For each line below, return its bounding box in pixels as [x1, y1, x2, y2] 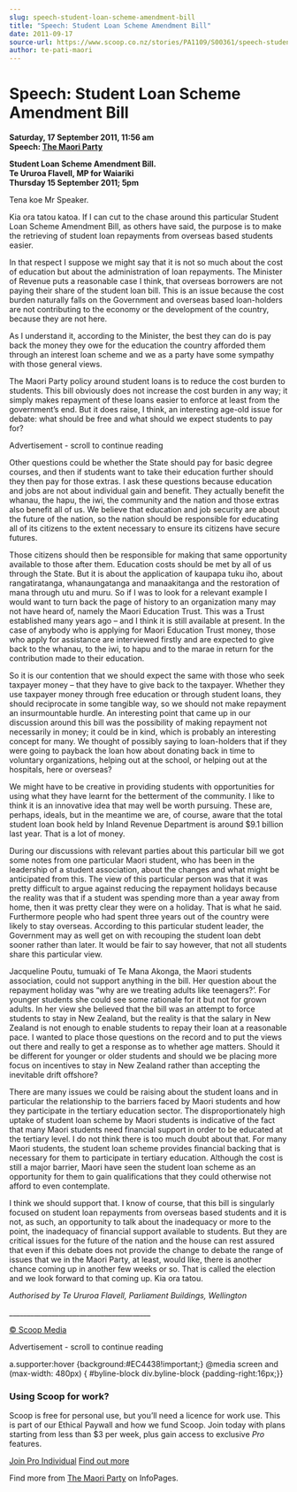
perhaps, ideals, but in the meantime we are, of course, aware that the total [9, 810, 283, 820]
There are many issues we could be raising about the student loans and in [9, 1087, 278, 1097]
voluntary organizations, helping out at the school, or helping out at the [9, 755, 268, 765]
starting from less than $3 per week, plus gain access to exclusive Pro [9, 1429, 265, 1440]
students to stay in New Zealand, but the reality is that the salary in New [9, 1013, 271, 1024]
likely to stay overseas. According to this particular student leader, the [9, 921, 264, 932]
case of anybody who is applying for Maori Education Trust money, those [9, 625, 276, 635]
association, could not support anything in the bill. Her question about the [9, 975, 277, 987]
